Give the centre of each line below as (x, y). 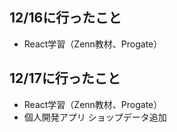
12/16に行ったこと (65, 18)
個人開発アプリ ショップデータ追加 (95, 117)
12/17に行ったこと (65, 78)
